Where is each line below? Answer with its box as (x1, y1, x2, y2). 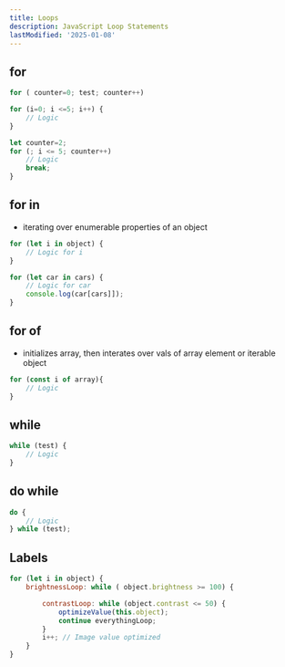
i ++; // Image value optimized (42, 633, 161, 642)
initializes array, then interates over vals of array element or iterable (22, 348, 276, 359)
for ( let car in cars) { (9, 273, 104, 282)
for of (9, 323, 42, 339)
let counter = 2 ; (9, 138, 67, 147)
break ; (25, 163, 51, 173)
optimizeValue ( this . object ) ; (57, 608, 169, 617)
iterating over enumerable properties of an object (22, 221, 208, 233)
